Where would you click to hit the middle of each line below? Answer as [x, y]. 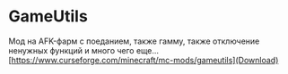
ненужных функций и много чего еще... [83, 50]
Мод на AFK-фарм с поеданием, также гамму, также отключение [134, 41]
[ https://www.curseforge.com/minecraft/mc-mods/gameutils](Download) [144, 60]
